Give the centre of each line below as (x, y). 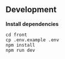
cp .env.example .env (32, 40)
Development (31, 10)
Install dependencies (32, 24)
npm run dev (20, 50)
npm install (20, 45)
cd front (16, 35)
